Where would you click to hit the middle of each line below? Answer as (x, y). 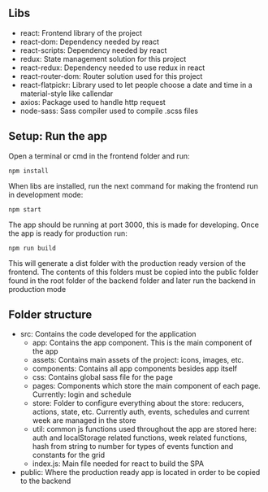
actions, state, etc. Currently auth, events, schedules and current (141, 412)
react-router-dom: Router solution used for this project (111, 76)
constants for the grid (69, 455)
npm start (25, 209)
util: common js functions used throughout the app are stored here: (145, 429)
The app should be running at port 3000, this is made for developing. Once (134, 224)
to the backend (45, 481)
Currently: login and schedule (82, 394)
